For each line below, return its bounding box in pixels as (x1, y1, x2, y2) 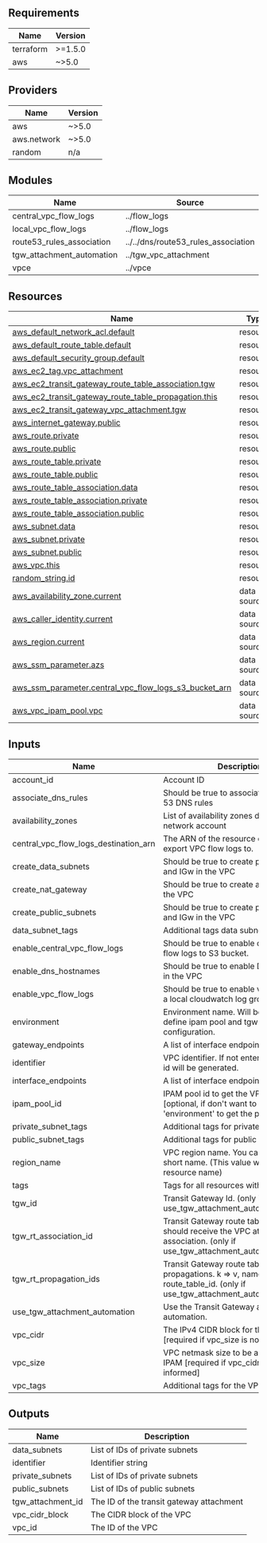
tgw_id (12, 1198, 37, 1209)
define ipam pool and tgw (162, 1016, 258, 1027)
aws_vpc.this (12, 559, 60, 571)
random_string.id (12, 573, 75, 584)
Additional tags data (162, 925, 238, 936)
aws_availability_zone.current (12, 591, 122, 602)
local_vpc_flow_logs (12, 223, 87, 234)
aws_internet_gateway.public (12, 418, 121, 429)
